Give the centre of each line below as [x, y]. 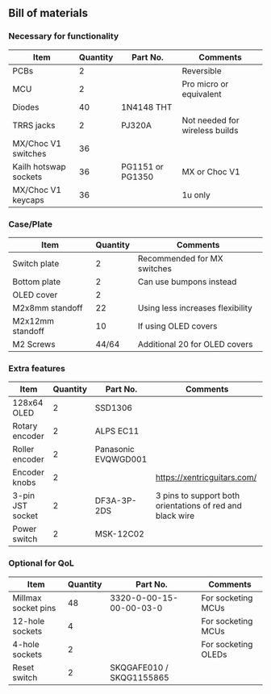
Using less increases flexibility [195, 307]
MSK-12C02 [120, 534]
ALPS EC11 [117, 431]
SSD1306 [114, 408]
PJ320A [136, 125]
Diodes [26, 107]
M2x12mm [33, 320]
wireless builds [210, 130]
